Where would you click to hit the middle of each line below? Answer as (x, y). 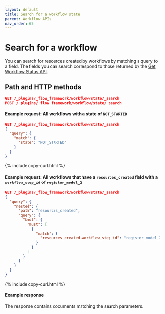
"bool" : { (33, 220)
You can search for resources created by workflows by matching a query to (82, 61)
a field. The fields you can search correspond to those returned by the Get (80, 66)
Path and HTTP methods (43, 87)
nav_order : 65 (20, 23)
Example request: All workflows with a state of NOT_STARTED (66, 114)
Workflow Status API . (27, 72)
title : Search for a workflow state (42, 14)
